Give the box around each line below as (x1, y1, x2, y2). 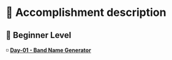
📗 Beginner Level (6, 30, 72, 40)
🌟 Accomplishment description (6, 6, 166, 20)
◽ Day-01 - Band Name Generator (6, 47, 91, 54)
